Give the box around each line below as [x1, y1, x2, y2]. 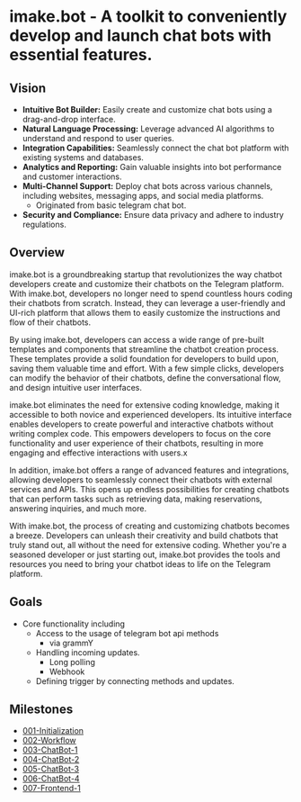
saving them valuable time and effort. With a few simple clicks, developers [9, 363, 285, 374]
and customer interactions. [22, 171, 123, 182]
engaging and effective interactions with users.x [9, 447, 188, 458]
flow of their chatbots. [9, 317, 92, 328]
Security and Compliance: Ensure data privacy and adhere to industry [22, 210, 285, 220]
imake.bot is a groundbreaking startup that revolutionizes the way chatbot [9, 268, 283, 280]
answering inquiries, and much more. [9, 502, 146, 514]
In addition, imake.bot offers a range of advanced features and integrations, [9, 464, 289, 475]
